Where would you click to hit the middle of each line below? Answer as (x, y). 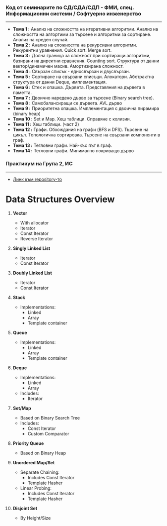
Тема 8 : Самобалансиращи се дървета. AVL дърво (67, 103)
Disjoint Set (25, 508)
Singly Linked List (31, 248)
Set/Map (22, 408)
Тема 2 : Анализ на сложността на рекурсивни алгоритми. (75, 45)
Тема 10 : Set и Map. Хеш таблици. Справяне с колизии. (72, 119)
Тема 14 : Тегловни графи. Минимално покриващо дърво (73, 151)
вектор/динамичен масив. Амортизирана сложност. (68, 66)
